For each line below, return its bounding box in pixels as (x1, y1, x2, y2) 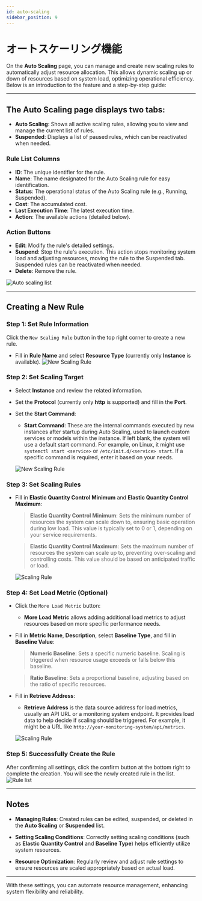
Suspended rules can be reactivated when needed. (14, 261, 142, 268)
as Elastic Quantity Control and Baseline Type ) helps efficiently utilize (14, 840, 191, 847)
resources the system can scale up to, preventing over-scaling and (29, 549, 196, 557)
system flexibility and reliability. (6, 888, 84, 895)
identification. (14, 181, 49, 188)
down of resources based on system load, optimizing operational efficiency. (6, 75, 194, 82)
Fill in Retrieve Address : (14, 692, 75, 700)
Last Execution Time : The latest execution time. (14, 207, 134, 214)
